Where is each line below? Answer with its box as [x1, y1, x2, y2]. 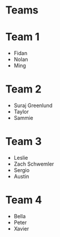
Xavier [13, 225, 29, 232]
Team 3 [5, 135, 42, 148]
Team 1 [5, 30, 40, 44]
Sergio [13, 167, 30, 173]
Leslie [13, 154, 28, 161]
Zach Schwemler [13, 160, 54, 167]
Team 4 [5, 194, 42, 207]
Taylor [13, 108, 29, 115]
